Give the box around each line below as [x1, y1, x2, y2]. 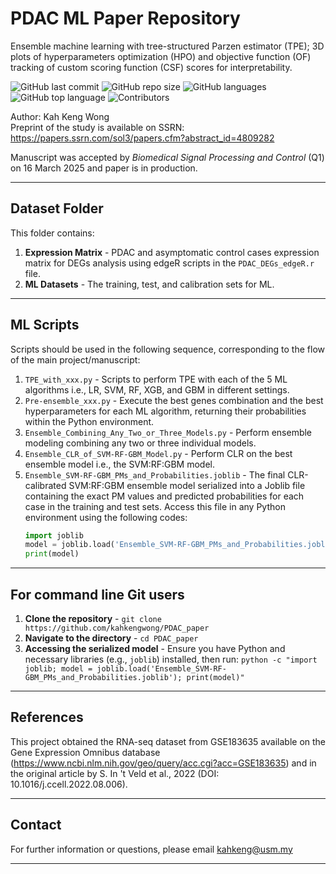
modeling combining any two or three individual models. [24, 437, 257, 449]
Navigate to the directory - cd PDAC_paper [24, 632, 199, 644]
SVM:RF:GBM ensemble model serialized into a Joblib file [68, 479, 306, 491]
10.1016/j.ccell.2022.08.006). [10, 778, 128, 790]
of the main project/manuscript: [10, 353, 141, 366]
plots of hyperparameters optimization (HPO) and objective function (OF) [10, 50, 312, 62]
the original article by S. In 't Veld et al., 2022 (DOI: [10, 767, 220, 779]
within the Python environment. [24, 415, 155, 427]
